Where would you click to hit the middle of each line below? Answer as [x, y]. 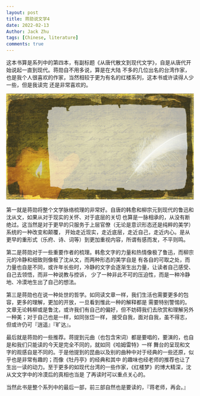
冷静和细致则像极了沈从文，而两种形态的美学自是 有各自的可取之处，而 [103, 259]
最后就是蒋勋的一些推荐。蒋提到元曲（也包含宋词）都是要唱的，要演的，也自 [100, 337]
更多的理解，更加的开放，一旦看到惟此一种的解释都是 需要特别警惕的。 [103, 302]
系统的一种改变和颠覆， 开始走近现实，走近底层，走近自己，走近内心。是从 [98, 232]
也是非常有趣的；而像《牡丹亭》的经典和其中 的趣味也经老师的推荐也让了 [101, 359]
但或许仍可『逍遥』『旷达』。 [40, 324]
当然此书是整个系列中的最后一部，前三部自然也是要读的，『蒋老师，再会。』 [97, 387]
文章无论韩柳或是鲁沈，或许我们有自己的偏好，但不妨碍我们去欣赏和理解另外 [100, 310]
